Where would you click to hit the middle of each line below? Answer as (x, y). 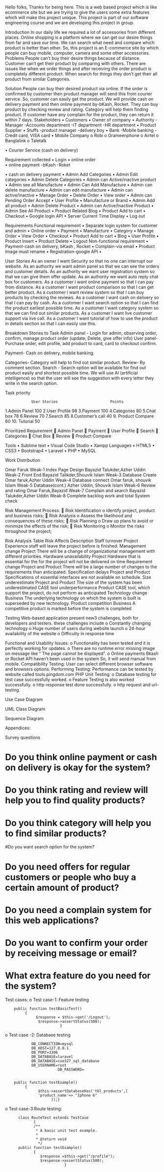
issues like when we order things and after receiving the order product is (78, 69)
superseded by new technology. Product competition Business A (70, 603)
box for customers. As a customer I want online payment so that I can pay (80, 282)
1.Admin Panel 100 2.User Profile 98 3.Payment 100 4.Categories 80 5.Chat (81, 411)
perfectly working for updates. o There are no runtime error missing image (80, 648)
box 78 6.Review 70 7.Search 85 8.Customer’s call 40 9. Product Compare (80, 416)
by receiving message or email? (71, 953)
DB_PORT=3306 (44, 1052)
